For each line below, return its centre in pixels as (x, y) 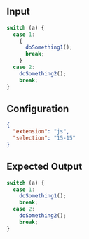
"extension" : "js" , (41, 132)
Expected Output (44, 167)
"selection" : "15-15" (44, 138)
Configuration (38, 109)
